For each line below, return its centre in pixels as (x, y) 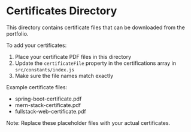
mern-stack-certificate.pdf (48, 105)
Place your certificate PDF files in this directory (73, 56)
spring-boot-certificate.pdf (48, 99)
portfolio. (17, 33)
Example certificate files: (37, 87)
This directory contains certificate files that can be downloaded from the (96, 27)
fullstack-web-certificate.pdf (50, 111)
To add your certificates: (37, 45)
